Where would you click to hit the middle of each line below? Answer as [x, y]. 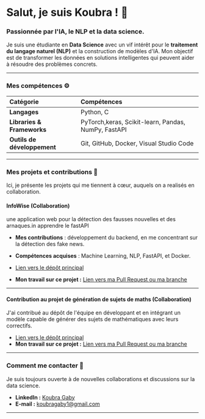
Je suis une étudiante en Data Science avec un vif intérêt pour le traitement [102, 45]
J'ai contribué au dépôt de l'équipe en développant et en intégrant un [94, 313]
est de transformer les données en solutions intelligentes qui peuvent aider [100, 58]
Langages [24, 112]
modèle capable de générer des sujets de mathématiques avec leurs [92, 319]
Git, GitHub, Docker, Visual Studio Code [137, 143]
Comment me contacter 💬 [45, 366]
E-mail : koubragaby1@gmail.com [58, 404]
